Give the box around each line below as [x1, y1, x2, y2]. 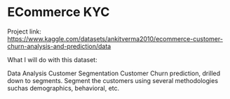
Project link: [7, 27, 42, 36]
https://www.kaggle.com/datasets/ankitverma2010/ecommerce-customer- [7, 34, 223, 43]
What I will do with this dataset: [7, 55, 97, 63]
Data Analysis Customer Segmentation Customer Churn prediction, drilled [7, 69, 221, 77]
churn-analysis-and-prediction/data [7, 42, 111, 50]
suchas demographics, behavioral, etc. [7, 84, 120, 92]
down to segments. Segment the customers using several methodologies [7, 76, 219, 84]
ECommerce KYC [7, 4, 110, 20]
